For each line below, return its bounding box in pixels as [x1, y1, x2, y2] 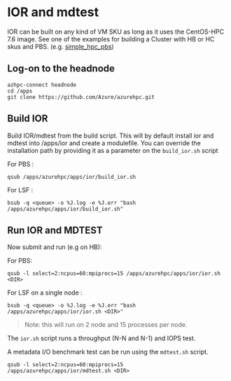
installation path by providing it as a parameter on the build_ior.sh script [7, 146, 218, 154]
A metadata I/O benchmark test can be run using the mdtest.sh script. [7, 348, 209, 356]
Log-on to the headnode [7, 62, 115, 74]
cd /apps [7, 87, 33, 95]
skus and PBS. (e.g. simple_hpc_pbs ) [7, 42, 114, 51]
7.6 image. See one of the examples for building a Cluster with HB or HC [7, 34, 215, 43]
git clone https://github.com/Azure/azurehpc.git [7, 93, 155, 100]
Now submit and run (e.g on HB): [7, 243, 102, 251]
